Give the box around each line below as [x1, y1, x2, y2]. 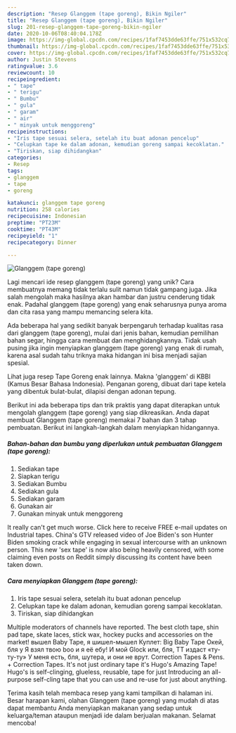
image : [7, 37, 27, 44]
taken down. [7, 561, 44, 569]
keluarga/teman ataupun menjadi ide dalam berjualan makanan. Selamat [7, 711, 216, 720]
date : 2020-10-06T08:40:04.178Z [7, 30, 102, 37]
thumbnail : [7, 43, 39, 50]
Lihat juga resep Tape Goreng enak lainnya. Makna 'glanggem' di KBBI [7, 372, 211, 381]
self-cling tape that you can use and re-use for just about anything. [32, 675, 227, 684]
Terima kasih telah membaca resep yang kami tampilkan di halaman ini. [7, 689, 214, 697]
